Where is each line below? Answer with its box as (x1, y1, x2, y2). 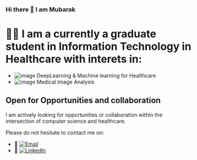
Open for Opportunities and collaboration (5, 95, 161, 105)
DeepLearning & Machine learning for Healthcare (37, 72, 156, 79)
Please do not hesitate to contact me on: (5, 129, 104, 136)
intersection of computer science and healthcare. (5, 117, 126, 124)
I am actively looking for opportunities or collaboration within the (5, 111, 163, 118)
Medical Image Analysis (37, 78, 95, 85)
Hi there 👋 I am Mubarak (5, 5, 76, 14)
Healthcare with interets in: (5, 53, 143, 66)
